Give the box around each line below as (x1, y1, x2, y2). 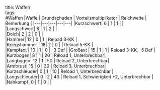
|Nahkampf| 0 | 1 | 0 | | (5, 79, 52, 85)
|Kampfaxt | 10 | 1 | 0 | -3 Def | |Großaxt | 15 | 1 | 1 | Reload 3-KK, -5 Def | (5, 47, 155, 53)
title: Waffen (5, 5, 30, 10)
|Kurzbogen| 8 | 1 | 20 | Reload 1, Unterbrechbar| (5, 52, 106, 58)
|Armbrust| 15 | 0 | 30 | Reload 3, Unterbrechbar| (5, 63, 106, 69)
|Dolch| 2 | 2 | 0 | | (5, 31, 43, 37)
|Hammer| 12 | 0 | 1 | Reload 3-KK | (5, 36, 77, 42)
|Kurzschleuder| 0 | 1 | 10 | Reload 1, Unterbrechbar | (5, 68, 114, 74)
